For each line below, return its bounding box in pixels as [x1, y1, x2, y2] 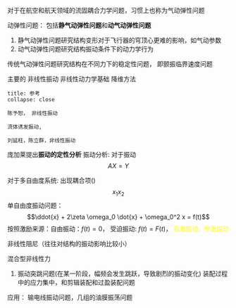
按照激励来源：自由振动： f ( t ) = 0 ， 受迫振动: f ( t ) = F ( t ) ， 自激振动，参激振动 [7, 224, 230, 233]
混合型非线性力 [7, 254, 51, 262]
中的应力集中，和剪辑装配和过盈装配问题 [17, 278, 135, 286]
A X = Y [108, 162, 129, 170]
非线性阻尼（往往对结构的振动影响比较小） [7, 239, 131, 248]
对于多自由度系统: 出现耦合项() [7, 177, 97, 184]
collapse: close [7, 96, 55, 103]
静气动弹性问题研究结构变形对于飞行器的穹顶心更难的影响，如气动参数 [17, 36, 222, 44]
